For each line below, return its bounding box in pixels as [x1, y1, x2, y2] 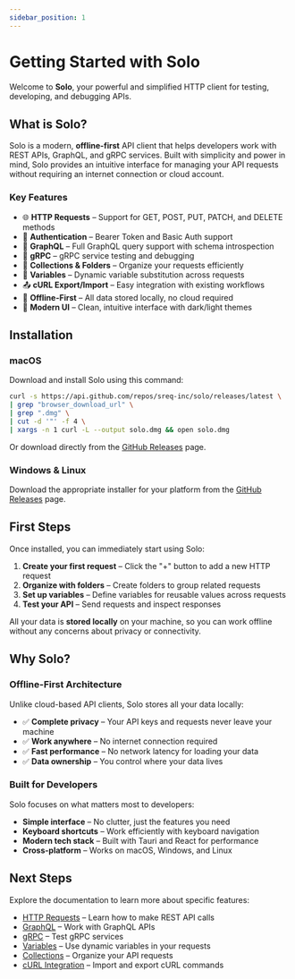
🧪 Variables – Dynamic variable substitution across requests [21, 269, 245, 280]
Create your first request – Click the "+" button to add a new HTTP [21, 560, 271, 571]
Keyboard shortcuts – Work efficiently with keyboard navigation [21, 825, 260, 837]
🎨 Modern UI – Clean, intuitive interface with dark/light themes [21, 302, 253, 312]
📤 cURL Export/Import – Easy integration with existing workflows [21, 279, 265, 290]
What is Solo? [9, 116, 88, 132]
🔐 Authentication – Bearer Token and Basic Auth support [21, 231, 233, 242]
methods [21, 221, 55, 233]
